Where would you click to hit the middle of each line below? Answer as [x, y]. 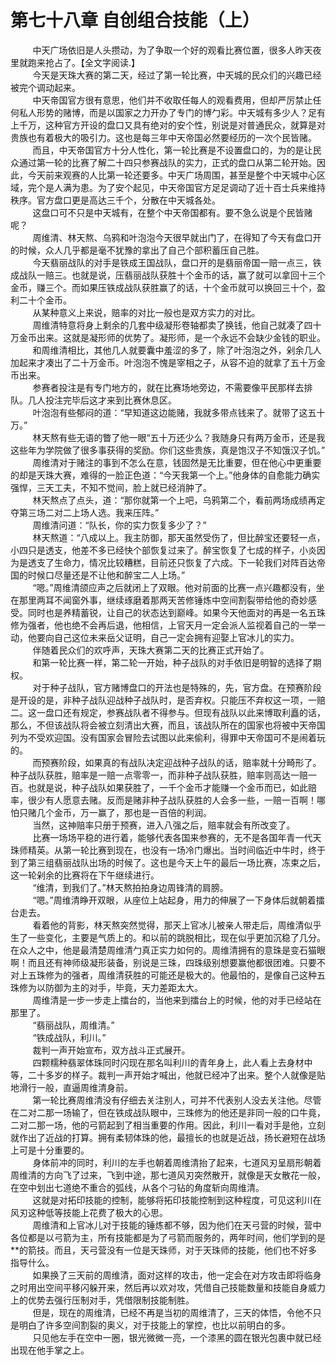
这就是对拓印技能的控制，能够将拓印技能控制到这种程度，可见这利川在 [177, 1200]
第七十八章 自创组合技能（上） [135, 20]
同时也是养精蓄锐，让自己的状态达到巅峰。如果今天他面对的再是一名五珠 [176, 612]
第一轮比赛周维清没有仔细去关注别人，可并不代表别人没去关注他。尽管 [177, 1100]
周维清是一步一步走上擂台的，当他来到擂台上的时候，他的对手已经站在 [177, 1000]
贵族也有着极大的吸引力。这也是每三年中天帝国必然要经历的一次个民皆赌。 [163, 137]
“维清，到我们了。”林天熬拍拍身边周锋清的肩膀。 [130, 887]
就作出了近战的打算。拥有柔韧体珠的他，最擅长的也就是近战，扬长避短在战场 [168, 1137]
